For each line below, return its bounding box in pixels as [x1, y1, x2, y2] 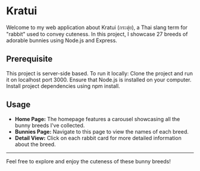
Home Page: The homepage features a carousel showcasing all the [14, 115, 180, 122]
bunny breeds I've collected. [14, 122, 85, 129]
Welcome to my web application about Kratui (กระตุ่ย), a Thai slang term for [6, 24, 188, 31]
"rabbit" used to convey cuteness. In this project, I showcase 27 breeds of [6, 30, 188, 37]
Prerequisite [6, 54, 53, 64]
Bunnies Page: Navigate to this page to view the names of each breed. [14, 128, 189, 135]
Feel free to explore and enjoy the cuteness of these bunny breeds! [6, 157, 171, 164]
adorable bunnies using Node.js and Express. [6, 37, 117, 44]
